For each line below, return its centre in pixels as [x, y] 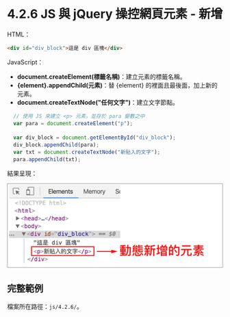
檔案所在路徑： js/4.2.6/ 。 [45, 306]
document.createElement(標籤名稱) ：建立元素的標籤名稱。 [101, 77]
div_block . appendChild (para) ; [56, 145]
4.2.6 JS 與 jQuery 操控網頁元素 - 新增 [115, 14]
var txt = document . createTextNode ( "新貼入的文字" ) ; [87, 152]
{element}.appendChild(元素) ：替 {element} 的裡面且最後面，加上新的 [117, 85]
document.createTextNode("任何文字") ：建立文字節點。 [98, 102]
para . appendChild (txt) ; [47, 160]
